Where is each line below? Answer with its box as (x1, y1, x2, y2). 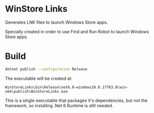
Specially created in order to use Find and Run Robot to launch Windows (5, 28, 149, 34)
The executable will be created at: (5, 75, 72, 81)
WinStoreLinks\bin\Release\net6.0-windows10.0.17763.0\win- (5, 85, 129, 90)
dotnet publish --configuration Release (5, 67, 88, 71)
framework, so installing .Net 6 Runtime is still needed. (5, 102, 113, 108)
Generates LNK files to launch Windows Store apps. (5, 19, 108, 25)
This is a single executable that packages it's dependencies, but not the (5, 98, 148, 103)
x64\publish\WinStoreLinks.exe (5, 89, 68, 94)
